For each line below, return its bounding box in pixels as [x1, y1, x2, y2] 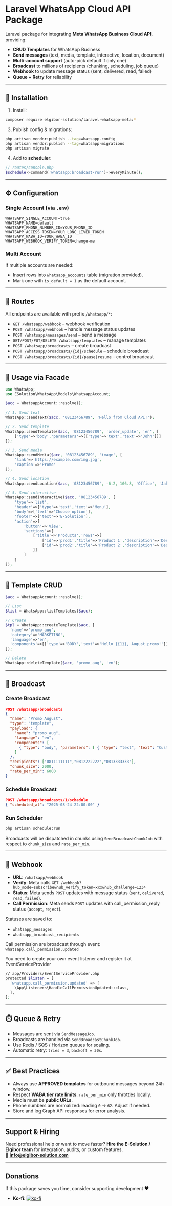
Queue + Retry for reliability [12, 73, 72, 80]
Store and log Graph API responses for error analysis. [12, 1108, 126, 1114]
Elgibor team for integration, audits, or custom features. [5, 1146, 123, 1153]
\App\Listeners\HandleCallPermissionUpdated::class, [14, 985, 130, 991]
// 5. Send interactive [5, 490, 56, 495]
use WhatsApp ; [5, 386, 36, 392]
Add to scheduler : [12, 155, 52, 161]
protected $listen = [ [5, 976, 54, 981]
